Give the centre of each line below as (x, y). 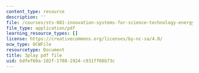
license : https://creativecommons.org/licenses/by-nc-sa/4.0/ (84, 39)
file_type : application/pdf (41, 28)
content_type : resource (36, 11)
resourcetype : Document (36, 50)
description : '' (26, 17)
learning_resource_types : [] (42, 34)
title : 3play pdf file (34, 55)
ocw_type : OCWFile (29, 45)
